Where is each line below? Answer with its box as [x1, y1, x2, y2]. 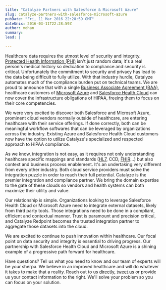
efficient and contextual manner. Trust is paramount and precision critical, [5, 213, 156, 219]
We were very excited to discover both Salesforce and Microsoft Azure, [5, 110, 151, 116]
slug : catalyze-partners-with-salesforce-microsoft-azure [5, 12, 127, 17]
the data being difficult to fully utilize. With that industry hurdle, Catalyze [5, 74, 153, 80]
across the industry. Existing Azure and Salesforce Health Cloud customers [5, 130, 159, 136]
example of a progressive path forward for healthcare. [5, 249, 115, 254]
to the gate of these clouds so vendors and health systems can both [5, 182, 145, 188]
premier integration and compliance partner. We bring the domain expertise [5, 177, 159, 183]
